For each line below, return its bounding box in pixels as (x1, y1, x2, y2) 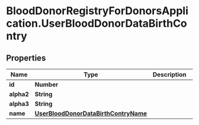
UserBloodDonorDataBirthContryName (34, 110, 147, 117)
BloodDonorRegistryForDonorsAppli (6, 4, 188, 18)
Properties (6, 53, 46, 63)
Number (34, 81, 59, 88)
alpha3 (9, 100, 30, 108)
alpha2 (9, 90, 30, 98)
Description (153, 70, 187, 78)
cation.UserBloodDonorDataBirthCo (6, 17, 188, 30)
